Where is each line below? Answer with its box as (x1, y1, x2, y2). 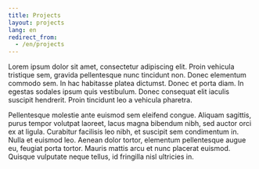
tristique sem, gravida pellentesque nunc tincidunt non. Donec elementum (8, 70, 246, 80)
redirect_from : (8, 33, 58, 41)
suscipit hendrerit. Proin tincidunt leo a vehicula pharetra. (8, 95, 193, 105)
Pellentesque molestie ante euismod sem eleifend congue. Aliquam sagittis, (8, 110, 252, 120)
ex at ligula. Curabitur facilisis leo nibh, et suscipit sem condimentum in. (8, 127, 239, 137)
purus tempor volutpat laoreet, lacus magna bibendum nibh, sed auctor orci (8, 119, 252, 128)
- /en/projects (15, 41, 65, 49)
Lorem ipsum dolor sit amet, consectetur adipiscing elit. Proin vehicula (8, 62, 235, 71)
